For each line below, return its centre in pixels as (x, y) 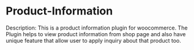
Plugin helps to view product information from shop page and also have (96, 34)
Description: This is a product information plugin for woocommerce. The (97, 28)
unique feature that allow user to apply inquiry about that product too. (94, 40)
